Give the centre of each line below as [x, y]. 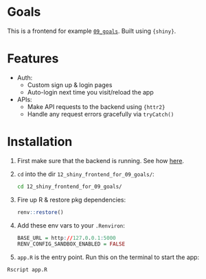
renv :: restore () [40, 212]
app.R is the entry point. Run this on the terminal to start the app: [108, 257]
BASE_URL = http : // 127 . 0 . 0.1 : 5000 [66, 238]
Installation [40, 142]
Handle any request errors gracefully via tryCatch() [101, 114]
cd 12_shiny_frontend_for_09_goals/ [69, 186]
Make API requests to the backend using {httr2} [96, 106]
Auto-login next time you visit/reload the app [90, 92]
